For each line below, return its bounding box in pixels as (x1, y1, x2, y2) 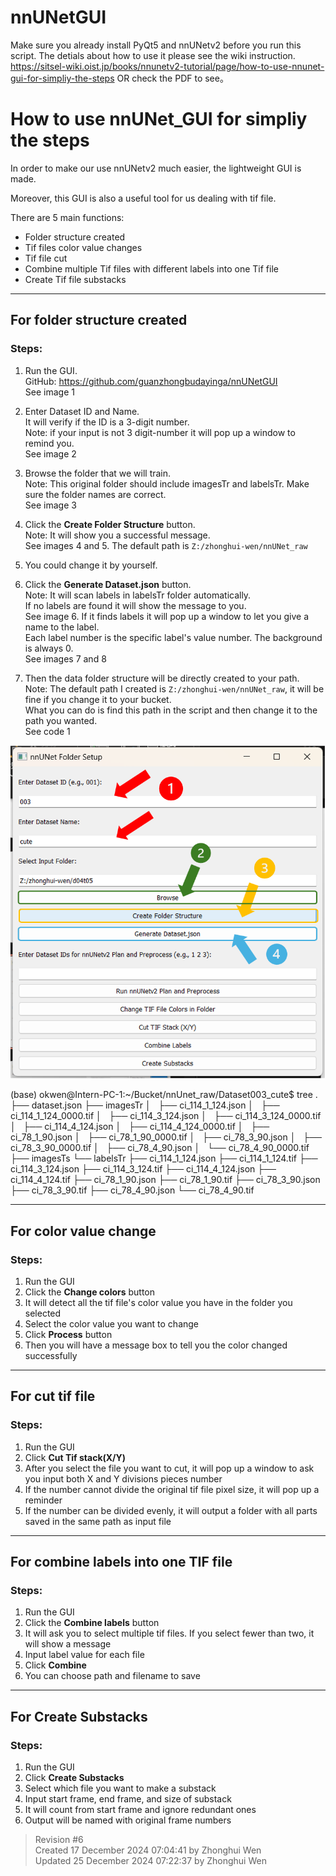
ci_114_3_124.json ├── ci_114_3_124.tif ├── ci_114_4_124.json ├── (10, 1163, 277, 1175)
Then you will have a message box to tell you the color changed (24, 1339, 288, 1351)
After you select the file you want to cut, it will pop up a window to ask (24, 1462, 315, 1474)
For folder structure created (10, 312, 188, 329)
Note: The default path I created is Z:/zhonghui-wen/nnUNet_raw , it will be (24, 682, 325, 695)
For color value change (10, 1222, 157, 1240)
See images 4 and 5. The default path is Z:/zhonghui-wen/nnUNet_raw (24, 539, 308, 551)
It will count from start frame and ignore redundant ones (24, 1803, 257, 1815)
